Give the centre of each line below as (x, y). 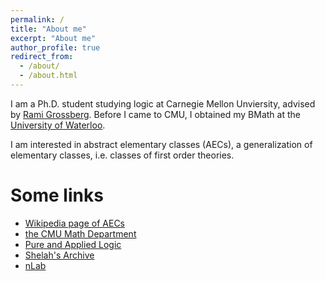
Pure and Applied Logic (73, 244)
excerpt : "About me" (53, 38)
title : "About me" (48, 29)
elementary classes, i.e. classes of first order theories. (122, 155)
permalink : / (37, 19)
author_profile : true (55, 47)
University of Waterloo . (58, 125)
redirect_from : (42, 57)
